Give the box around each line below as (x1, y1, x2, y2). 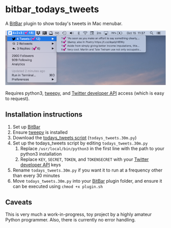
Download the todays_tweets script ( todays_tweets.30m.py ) (12, 134, 137, 140)
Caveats (5, 198, 32, 207)
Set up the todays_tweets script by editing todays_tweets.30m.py (12, 140, 148, 146)
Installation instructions (5, 110, 82, 119)
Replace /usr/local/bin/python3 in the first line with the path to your (20, 145, 164, 151)
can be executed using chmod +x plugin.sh (12, 183, 103, 189)
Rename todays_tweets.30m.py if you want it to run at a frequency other (12, 167, 163, 173)
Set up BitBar (12, 124, 41, 130)
